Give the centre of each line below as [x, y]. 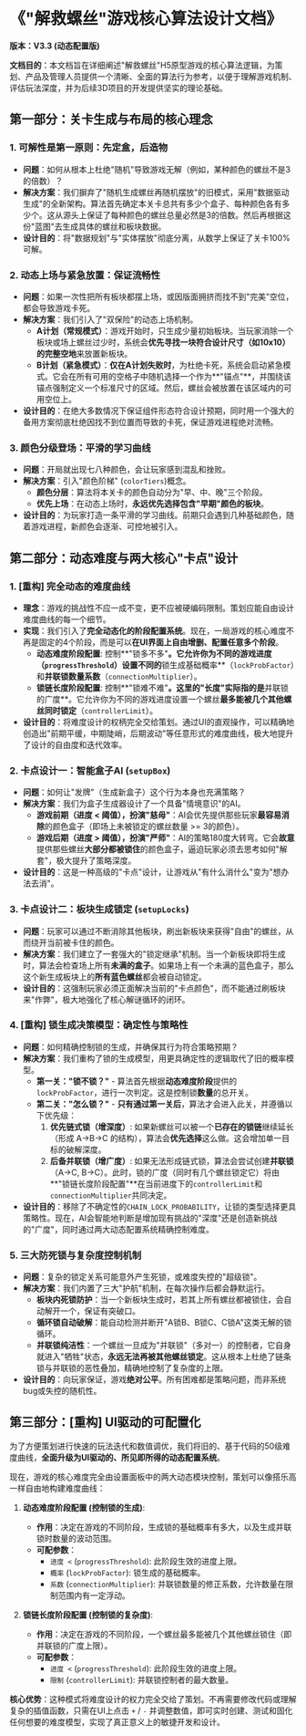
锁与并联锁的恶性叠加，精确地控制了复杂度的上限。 [132, 1368]
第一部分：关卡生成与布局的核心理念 [111, 120]
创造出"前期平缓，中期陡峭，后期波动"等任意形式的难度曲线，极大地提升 [158, 733]
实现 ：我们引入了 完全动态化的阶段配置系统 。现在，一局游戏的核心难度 [154, 630]
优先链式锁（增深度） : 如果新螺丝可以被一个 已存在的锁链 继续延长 [172, 1127]
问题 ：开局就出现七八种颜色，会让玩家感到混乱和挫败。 [126, 470]
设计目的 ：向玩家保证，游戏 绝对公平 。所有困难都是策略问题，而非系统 [154, 1379]
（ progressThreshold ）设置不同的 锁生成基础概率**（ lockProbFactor [163, 665]
